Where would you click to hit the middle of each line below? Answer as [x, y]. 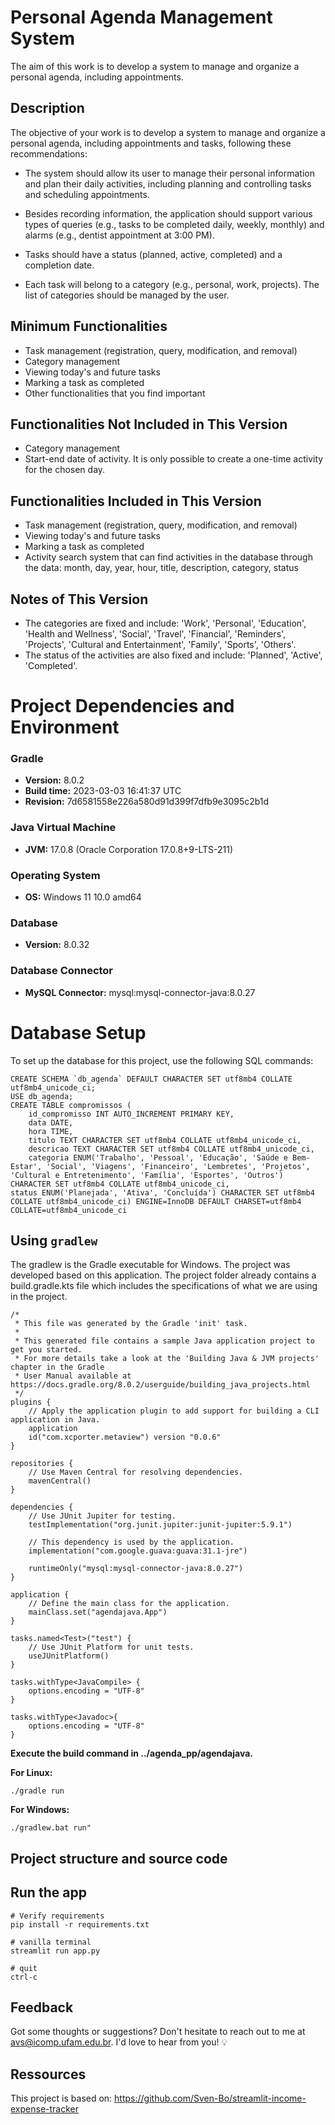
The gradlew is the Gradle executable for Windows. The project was [150, 1265]
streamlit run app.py [55, 1951]
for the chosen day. [65, 470]
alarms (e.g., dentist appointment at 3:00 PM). [119, 235]
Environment [65, 727]
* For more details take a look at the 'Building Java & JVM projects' [167, 1359]
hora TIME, [51, 1131]
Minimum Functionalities [89, 326]
